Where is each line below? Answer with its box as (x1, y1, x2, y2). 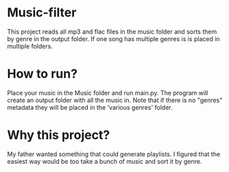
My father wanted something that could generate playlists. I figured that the (7, 149, 221, 158)
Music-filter (7, 5, 77, 21)
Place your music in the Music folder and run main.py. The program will (7, 88, 208, 97)
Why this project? (7, 127, 110, 143)
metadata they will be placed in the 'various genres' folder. (7, 103, 173, 111)
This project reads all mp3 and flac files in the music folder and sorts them (7, 27, 217, 36)
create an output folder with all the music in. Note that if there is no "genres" (7, 96, 223, 104)
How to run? (7, 66, 77, 82)
